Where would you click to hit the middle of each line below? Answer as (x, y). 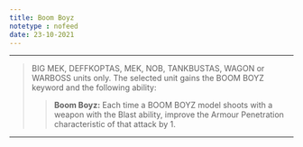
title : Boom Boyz (42, 18)
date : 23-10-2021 (42, 34)
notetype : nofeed (44, 26)
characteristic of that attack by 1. (115, 124)
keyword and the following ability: (94, 87)
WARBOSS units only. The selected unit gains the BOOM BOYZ (147, 78)
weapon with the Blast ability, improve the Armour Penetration (169, 115)
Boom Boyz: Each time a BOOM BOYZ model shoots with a (163, 106)
